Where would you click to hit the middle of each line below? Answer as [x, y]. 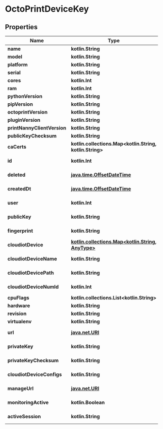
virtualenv [20, 321]
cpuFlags [18, 298]
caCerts [17, 147]
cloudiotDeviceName [32, 259]
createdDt [19, 189]
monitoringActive [28, 402]
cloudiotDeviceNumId [33, 287]
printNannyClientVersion [37, 128]
